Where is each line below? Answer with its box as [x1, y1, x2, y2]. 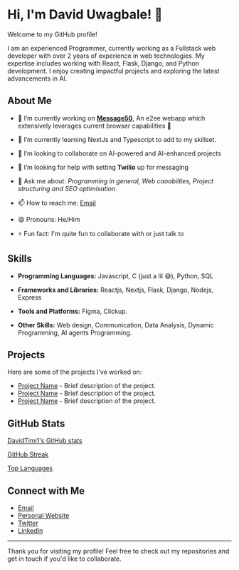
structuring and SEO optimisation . [17, 184, 117, 193]
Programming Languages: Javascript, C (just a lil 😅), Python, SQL [17, 271, 214, 280]
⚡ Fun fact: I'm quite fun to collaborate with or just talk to [17, 229, 184, 238]
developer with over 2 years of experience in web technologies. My [7, 51, 205, 60]
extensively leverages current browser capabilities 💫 [17, 121, 172, 130]
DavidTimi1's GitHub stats [7, 437, 83, 445]
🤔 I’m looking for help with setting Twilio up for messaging [17, 163, 188, 171]
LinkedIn [17, 526, 43, 534]
